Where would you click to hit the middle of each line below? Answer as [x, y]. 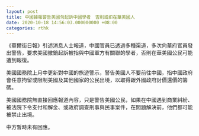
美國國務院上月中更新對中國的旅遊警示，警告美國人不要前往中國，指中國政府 [99, 73]
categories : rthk [28, 28]
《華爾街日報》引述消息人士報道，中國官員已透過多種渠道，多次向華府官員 [97, 45]
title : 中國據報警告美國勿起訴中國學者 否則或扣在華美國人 [70, 17]
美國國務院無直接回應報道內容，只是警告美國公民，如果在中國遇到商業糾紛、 [99, 100]
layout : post [22, 11]
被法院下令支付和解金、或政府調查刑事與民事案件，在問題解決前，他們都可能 [99, 107]
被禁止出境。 [22, 115]
